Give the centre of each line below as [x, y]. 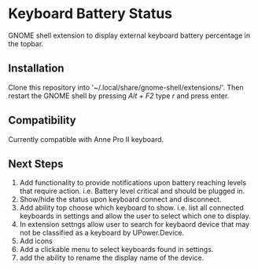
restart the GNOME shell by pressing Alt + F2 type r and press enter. [119, 96]
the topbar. [26, 43]
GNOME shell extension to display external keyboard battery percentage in [129, 35]
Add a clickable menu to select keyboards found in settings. [116, 250]
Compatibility [42, 120]
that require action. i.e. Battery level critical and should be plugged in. [132, 191]
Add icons [36, 241]
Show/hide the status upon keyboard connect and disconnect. [120, 199]
